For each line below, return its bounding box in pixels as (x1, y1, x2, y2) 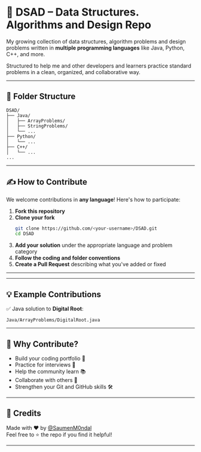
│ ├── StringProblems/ (6, 123, 68, 129)
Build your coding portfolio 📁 (14, 355, 86, 362)
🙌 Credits (6, 408, 42, 419)
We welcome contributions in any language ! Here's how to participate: (6, 196, 181, 203)
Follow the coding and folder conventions (14, 254, 121, 262)
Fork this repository (14, 207, 66, 215)
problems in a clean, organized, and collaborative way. (6, 68, 141, 75)
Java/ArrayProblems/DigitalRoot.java (6, 317, 100, 323)
